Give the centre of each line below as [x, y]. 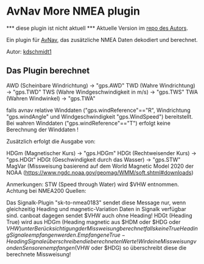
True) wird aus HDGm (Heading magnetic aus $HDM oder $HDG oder [93, 222]
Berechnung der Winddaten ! [43, 130]
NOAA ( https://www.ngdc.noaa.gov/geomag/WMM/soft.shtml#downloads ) [100, 172]
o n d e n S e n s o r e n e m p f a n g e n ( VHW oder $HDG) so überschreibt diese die [97, 248]
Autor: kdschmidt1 [29, 51]
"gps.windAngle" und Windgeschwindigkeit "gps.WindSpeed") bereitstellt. [100, 116]
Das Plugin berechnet [48, 71]
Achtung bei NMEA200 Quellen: [46, 190]
